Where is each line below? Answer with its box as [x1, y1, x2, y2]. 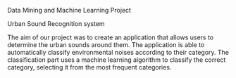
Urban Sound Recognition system [7, 20, 105, 27]
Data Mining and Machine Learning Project [7, 6, 132, 14]
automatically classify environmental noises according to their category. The [7, 48, 230, 56]
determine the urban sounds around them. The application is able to [7, 41, 205, 48]
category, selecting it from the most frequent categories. [7, 63, 172, 71]
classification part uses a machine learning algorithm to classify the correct [7, 56, 226, 64]
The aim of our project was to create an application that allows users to [7, 33, 213, 41]
